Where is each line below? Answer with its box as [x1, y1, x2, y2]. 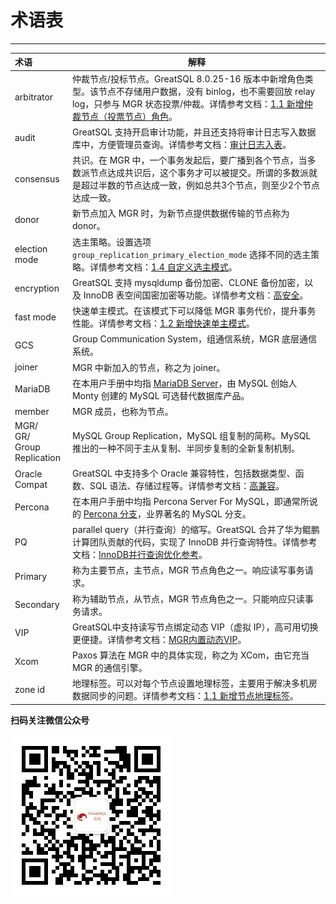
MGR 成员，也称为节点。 [71, 406, 174, 418]
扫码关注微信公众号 [10, 714, 90, 726]
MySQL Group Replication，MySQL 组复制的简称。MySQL [71, 430, 312, 442]
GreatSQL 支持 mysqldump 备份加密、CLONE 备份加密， [71, 276, 305, 288]
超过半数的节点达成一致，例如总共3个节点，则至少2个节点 [80, 179, 321, 191]
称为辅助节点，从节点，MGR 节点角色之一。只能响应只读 [71, 592, 305, 605]
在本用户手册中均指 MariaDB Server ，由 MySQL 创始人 [71, 377, 298, 389]
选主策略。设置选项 [71, 236, 152, 248]
